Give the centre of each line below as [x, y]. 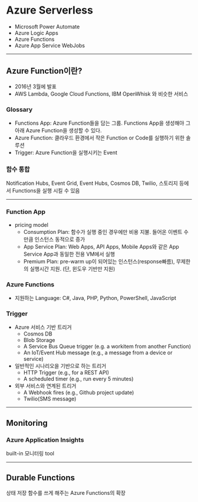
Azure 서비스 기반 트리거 [43, 327]
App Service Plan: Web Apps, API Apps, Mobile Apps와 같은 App [101, 246]
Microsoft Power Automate [47, 27]
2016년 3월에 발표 [36, 86]
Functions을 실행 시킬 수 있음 [46, 191]
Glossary [19, 109]
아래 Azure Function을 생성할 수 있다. [58, 131]
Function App [26, 212]
